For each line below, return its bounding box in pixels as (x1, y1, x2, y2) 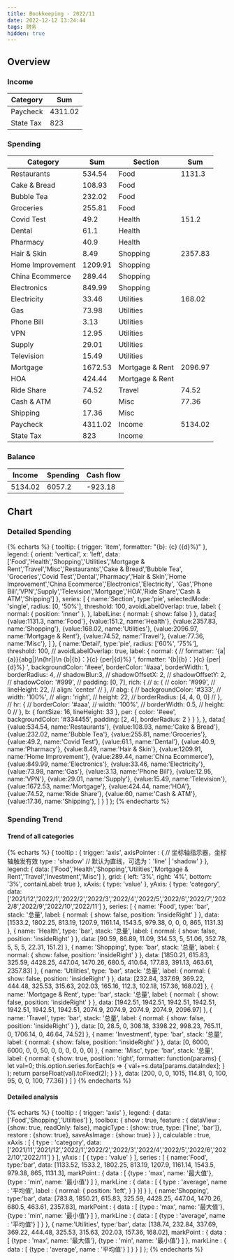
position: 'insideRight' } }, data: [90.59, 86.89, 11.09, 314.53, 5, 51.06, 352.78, (7, 935, 227, 943)
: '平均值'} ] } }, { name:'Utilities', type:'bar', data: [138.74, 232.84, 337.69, (7, 1220, 218, 1228)
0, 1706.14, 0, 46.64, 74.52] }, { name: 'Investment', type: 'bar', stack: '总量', (7, 1030, 224, 1039)
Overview (7, 55, 51, 67)
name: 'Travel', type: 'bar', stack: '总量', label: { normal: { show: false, (7, 1014, 206, 1022)
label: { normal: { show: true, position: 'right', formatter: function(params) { (7, 1054, 221, 1062)
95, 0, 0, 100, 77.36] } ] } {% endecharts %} (7, 1076, 131, 1085)
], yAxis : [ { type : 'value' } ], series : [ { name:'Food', (56, 1153, 208, 1161)
